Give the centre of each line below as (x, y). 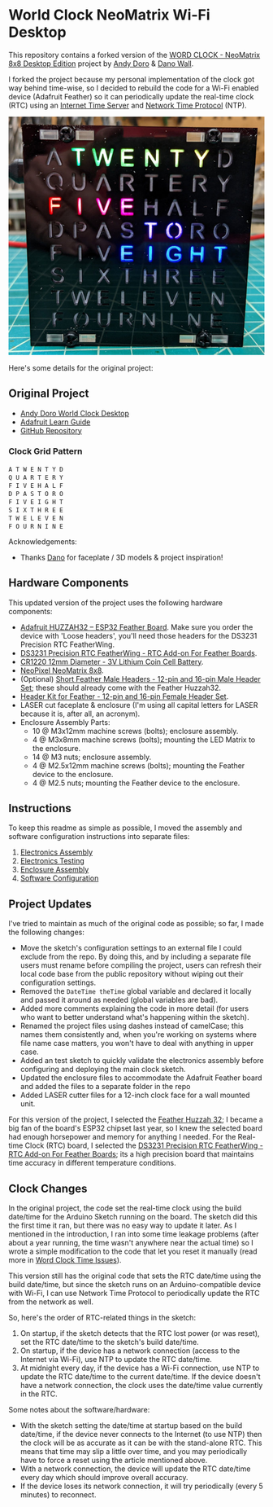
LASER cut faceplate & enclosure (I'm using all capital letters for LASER (139, 705)
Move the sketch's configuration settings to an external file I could (131, 948)
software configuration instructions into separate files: (99, 837)
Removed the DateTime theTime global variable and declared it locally (136, 991)
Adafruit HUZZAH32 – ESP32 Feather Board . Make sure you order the (136, 627)
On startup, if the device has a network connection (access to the (130, 1351)
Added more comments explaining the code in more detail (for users (134, 1008)
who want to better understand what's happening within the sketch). (134, 1017)
